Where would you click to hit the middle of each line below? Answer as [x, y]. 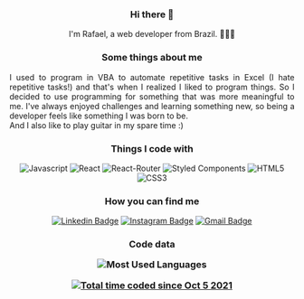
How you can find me [152, 201]
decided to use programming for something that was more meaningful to [152, 96]
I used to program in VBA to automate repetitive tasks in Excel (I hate [152, 77]
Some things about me [152, 58]
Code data [152, 245]
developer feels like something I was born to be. [99, 116]
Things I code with [152, 148]
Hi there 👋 [152, 14]
